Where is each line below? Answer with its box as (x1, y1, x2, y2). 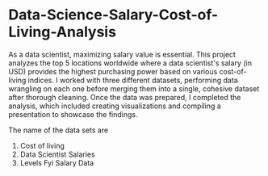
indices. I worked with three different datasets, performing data (27, 75, 238, 85)
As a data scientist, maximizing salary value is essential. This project (8, 49, 237, 59)
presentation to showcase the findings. (8, 109, 138, 119)
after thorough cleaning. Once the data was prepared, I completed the (8, 92, 241, 102)
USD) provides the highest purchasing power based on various (8, 66, 218, 76)
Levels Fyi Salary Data (19, 157, 94, 167)
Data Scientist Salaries (19, 149, 95, 159)
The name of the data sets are (8, 125, 109, 135)
